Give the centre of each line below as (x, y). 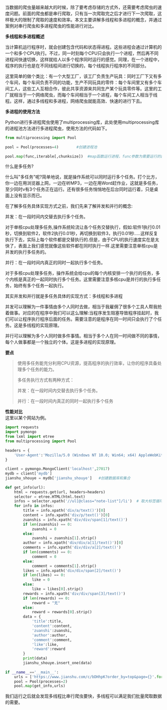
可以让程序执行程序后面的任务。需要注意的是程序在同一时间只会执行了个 (83, 319)
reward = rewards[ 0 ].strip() (62, 612)
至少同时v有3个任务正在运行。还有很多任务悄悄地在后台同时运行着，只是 (80, 189)
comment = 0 (44, 556)
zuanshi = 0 (44, 529)
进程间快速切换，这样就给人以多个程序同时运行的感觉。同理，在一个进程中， (83, 59)
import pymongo (21, 432)
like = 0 (41, 580)
